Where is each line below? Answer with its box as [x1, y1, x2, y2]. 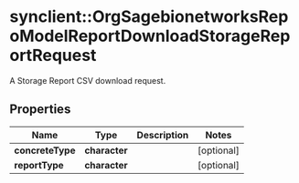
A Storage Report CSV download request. [9, 75, 166, 86]
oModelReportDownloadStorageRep [9, 25, 291, 46]
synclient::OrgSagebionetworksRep [9, 6, 289, 27]
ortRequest [9, 46, 97, 66]
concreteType [14, 144, 76, 157]
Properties [9, 102, 71, 117]
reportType [14, 158, 64, 171]
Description [136, 128, 189, 141]
